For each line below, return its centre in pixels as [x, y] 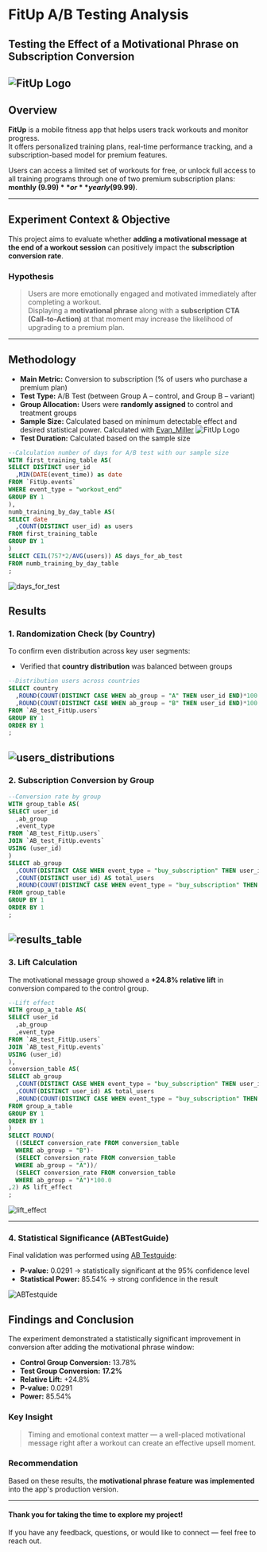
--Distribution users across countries [74, 681]
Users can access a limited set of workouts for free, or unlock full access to [132, 170]
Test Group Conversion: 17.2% [71, 1371]
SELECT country [33, 689]
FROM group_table [37, 893]
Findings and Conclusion [71, 1319]
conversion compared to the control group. [79, 988]
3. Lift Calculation [43, 962]
